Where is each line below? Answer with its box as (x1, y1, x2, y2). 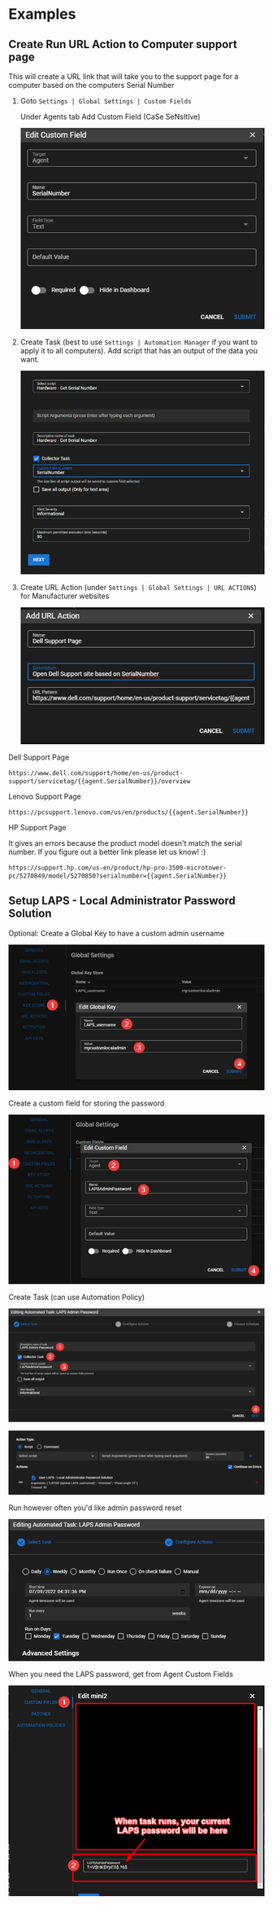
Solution (8, 907, 52, 921)
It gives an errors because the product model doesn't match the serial (8, 838, 242, 847)
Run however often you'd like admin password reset (8, 1503, 183, 1513)
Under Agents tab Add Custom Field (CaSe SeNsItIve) (19, 112, 201, 121)
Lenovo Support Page (8, 791, 81, 801)
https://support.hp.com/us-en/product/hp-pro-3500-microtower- (8, 864, 227, 872)
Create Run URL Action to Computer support (8, 37, 237, 51)
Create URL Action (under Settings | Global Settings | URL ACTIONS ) (19, 583, 258, 593)
